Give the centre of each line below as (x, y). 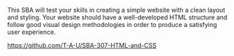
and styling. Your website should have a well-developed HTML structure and (117, 17)
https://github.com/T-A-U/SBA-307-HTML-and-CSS (82, 45)
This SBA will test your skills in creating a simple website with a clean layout (116, 10)
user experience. (31, 32)
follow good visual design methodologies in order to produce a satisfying (112, 25)
